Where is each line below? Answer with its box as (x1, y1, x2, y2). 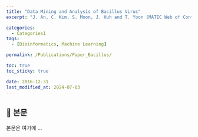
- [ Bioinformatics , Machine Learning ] (11, 41, 107, 47)
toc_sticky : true (6, 68, 49, 74)
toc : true (6, 63, 31, 68)
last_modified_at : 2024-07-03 (6, 84, 81, 90)
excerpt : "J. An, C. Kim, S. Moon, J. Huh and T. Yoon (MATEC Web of (6, 14, 181, 20)
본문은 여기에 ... (6, 125, 42, 132)
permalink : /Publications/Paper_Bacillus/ (6, 52, 112, 58)
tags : (6, 36, 19, 42)
